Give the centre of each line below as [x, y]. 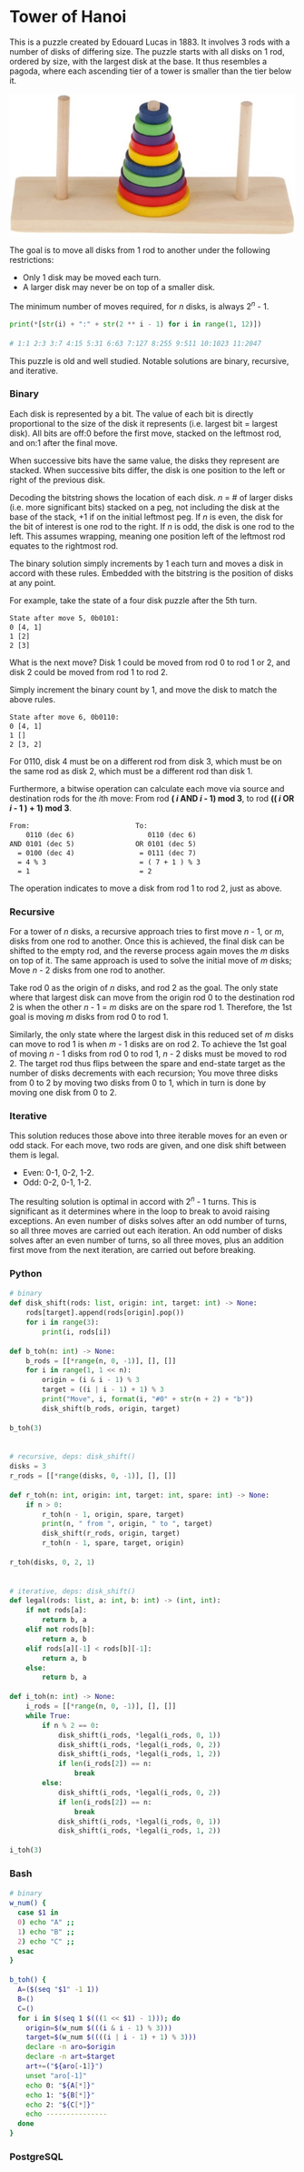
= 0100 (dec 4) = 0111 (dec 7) [107, 853]
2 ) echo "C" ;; [46, 1941]
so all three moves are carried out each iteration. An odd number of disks [146, 1231]
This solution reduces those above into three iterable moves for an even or [148, 1136]
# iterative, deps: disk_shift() [73, 1591]
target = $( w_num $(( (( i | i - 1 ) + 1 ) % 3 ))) [111, 2037]
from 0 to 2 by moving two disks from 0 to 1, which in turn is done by [137, 1083]
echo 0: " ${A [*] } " [60, 2086]
